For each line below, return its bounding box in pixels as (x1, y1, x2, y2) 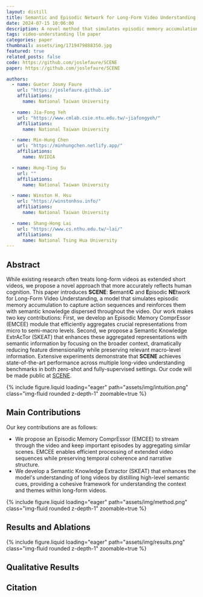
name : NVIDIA (22, 154, 56, 160)
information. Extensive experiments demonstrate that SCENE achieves (6, 353, 181, 360)
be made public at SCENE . (6, 372, 72, 379)
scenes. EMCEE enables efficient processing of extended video (14, 448, 173, 455)
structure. (14, 460, 40, 468)
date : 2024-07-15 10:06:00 (6, 20, 74, 26)
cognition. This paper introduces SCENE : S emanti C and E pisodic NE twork (6, 288, 190, 296)
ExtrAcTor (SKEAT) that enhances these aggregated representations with (6, 334, 188, 341)
